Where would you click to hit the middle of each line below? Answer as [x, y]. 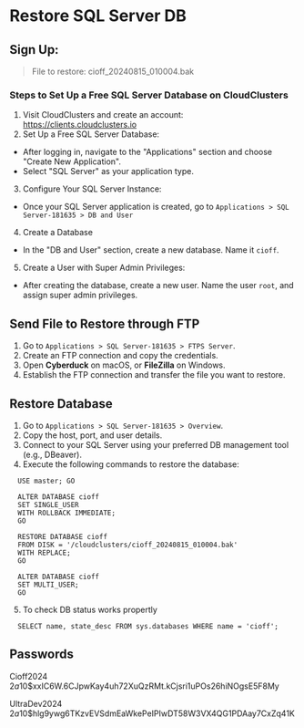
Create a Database [58, 233]
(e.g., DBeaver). [52, 454]
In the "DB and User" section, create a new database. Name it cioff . [151, 250]
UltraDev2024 [36, 703]
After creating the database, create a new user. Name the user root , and [158, 286]
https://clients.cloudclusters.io [80, 125]
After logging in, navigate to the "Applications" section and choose [147, 152]
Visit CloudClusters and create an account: [103, 115]
